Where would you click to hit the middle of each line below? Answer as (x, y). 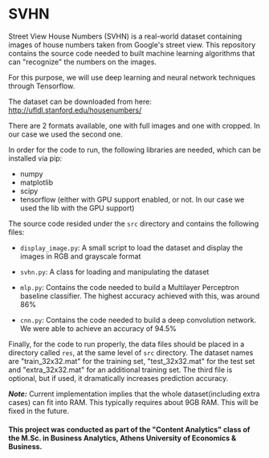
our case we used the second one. (65, 134)
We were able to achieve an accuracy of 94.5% (98, 328)
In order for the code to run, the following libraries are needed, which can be (134, 149)
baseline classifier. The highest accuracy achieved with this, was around (140, 296)
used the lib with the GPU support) (77, 208)
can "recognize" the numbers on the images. (82, 62)
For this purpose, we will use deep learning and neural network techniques (132, 77)
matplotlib (37, 182)
